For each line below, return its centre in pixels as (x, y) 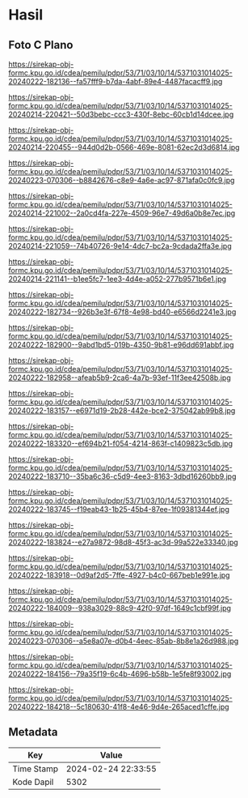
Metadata (33, 732)
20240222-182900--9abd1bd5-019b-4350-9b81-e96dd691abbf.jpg (121, 345)
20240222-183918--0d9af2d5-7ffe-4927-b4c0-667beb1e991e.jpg (119, 575)
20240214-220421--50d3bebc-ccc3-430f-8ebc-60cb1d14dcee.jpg (121, 114)
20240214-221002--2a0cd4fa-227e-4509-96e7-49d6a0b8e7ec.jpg (122, 213)
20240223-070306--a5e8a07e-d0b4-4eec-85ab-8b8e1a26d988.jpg (124, 641)
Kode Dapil (33, 782)
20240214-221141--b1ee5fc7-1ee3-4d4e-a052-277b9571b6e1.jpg (118, 279)
